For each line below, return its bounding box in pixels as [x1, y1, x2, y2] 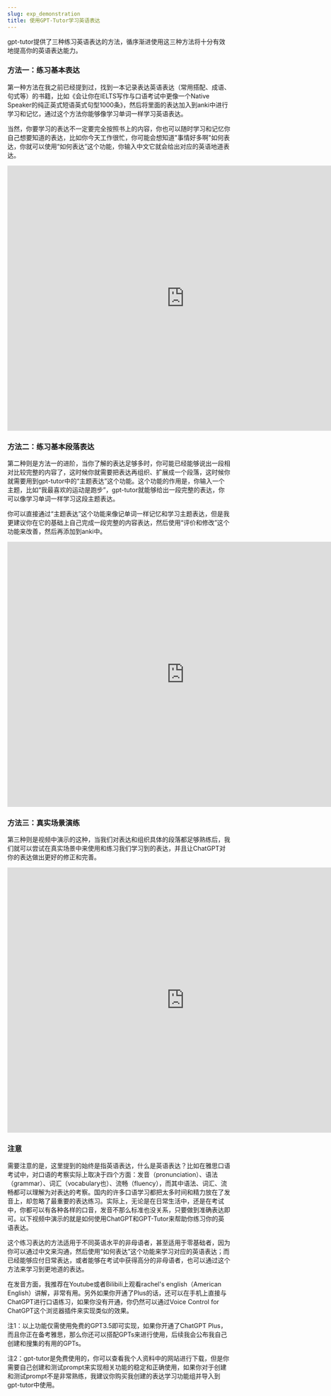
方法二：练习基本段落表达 [7, 441, 95, 451]
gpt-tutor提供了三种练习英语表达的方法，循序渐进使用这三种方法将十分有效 [7, 37, 226, 46]
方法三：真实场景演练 [7, 818, 80, 828]
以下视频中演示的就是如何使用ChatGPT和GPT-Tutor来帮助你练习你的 [19, 1214, 219, 1223]
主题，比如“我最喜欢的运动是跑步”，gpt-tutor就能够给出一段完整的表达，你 [7, 486, 225, 494]
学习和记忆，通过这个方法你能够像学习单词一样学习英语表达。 [7, 109, 187, 117]
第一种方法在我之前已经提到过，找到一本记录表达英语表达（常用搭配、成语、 [7, 83, 231, 91]
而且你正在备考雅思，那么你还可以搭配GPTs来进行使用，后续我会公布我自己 [7, 1330, 228, 1339]
